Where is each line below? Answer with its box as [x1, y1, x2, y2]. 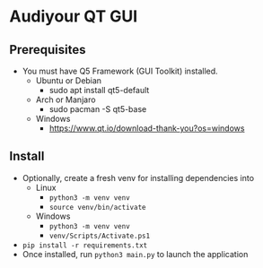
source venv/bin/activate [48, 203, 146, 212]
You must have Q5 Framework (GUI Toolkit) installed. [22, 65, 218, 76]
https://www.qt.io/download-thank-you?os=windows [48, 123, 245, 134]
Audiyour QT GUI [9, 6, 138, 27]
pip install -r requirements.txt [22, 240, 148, 250]
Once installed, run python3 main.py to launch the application [22, 248, 249, 259]
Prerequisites [9, 42, 86, 57]
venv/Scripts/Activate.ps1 [48, 231, 151, 240]
